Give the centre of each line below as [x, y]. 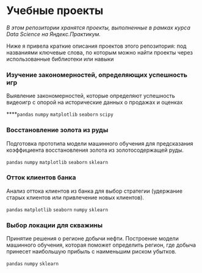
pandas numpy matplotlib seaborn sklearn [57, 162]
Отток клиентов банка [41, 178]
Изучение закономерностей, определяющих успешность [97, 75]
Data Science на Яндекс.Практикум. [53, 34]
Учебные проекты [55, 11]
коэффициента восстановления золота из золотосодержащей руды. [95, 150]
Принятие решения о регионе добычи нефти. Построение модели [92, 239]
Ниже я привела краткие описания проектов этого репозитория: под [96, 46]
